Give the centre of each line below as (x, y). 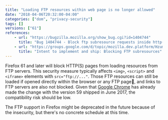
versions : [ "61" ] (23, 28)
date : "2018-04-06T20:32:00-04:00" (42, 14)
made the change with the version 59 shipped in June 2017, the (70, 92)
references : (17, 33)
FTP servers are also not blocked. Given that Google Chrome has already (80, 87)
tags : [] (14, 24)
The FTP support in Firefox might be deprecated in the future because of (80, 107)
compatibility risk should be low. (38, 97)
